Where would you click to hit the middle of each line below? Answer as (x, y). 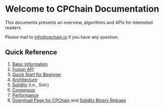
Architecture (25, 79)
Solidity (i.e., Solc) (30, 85)
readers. (13, 27)
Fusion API (23, 69)
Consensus (23, 90)
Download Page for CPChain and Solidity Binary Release (69, 100)
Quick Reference (31, 52)
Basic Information (30, 64)
